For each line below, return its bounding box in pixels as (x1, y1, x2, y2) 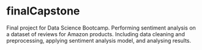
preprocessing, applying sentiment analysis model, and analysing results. (6, 37, 192, 44)
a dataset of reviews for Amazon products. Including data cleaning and (6, 30, 185, 37)
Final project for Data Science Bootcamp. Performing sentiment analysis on (6, 24, 196, 31)
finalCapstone (6, 4, 80, 18)
